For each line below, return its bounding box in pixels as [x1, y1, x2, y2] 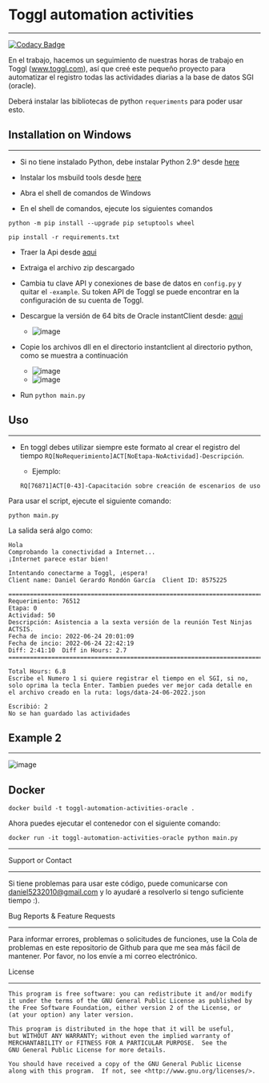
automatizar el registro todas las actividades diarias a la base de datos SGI [8, 72, 254, 82]
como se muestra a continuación [19, 351, 128, 360]
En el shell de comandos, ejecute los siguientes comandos [19, 203, 214, 213]
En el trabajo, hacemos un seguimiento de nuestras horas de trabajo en [8, 55, 244, 65]
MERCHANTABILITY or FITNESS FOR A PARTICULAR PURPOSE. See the [8, 1039, 227, 1048]
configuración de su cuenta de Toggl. [19, 295, 144, 305]
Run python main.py [19, 390, 86, 400]
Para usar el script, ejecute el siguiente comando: [8, 496, 172, 505]
